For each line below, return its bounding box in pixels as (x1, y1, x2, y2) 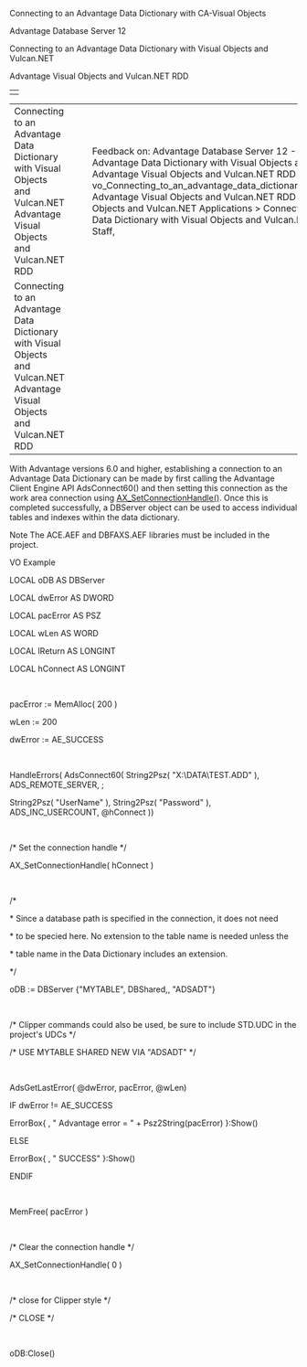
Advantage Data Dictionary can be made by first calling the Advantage (9, 473, 276, 484)
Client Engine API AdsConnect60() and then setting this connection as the (9, 483, 288, 493)
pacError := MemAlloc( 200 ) (9, 699, 118, 710)
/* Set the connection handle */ (9, 842, 127, 853)
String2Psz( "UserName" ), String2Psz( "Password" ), (9, 797, 212, 807)
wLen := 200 (9, 717, 58, 727)
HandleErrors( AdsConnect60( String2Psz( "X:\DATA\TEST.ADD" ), (9, 770, 260, 780)
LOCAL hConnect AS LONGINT (9, 663, 126, 674)
